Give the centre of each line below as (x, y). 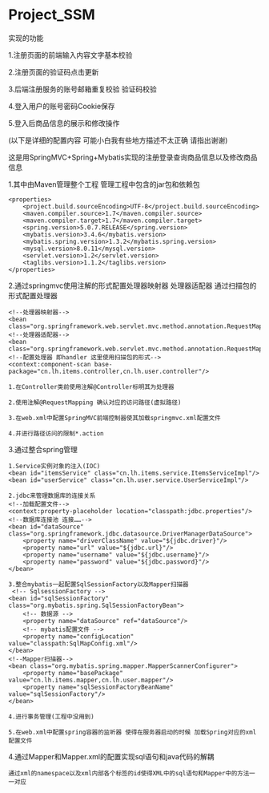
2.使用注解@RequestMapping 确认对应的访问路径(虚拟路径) (95, 403)
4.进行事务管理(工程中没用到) (51, 716)
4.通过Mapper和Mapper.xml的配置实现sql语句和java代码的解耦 (111, 756)
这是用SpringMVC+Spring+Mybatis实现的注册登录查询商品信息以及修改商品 (133, 157)
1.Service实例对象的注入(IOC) (54, 466)
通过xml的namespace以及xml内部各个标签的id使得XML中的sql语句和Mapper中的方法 (129, 773)
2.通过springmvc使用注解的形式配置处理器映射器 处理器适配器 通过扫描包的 (132, 285)
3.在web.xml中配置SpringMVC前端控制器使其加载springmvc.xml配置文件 (115, 418)
